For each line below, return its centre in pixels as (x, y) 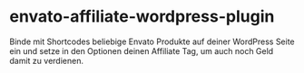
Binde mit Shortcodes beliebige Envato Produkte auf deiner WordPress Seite (152, 41)
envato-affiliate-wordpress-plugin (142, 17)
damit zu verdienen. (47, 60)
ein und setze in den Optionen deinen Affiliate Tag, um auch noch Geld (142, 50)
